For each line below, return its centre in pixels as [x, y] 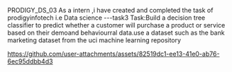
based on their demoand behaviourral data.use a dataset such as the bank [116, 32]
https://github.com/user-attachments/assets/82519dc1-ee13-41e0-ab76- [114, 54]
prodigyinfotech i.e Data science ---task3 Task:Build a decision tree [106, 18]
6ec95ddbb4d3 [30, 61]
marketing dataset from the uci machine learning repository [94, 40]
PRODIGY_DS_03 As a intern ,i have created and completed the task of [110, 10]
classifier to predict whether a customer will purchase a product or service [116, 25]
